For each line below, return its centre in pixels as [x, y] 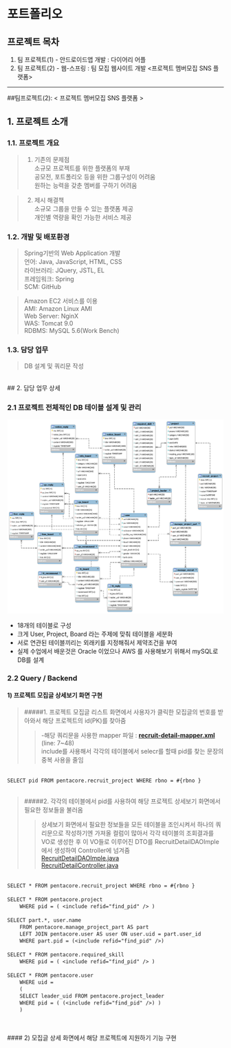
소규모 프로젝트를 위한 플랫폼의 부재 [82, 168]
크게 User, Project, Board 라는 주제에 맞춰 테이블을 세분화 [95, 634]
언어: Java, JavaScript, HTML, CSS [73, 261]
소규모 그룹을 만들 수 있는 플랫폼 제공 [84, 208]
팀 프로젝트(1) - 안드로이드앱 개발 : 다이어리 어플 [81, 60]
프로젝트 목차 [33, 42]
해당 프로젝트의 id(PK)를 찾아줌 [84, 720]
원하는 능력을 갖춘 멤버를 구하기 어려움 [86, 185]
